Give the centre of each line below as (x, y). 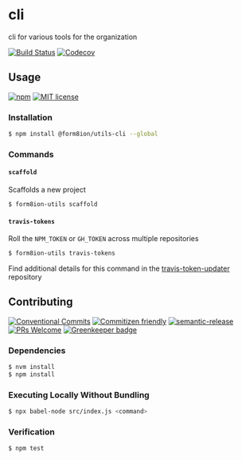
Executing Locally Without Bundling (79, 395)
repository (25, 277)
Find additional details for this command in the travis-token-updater (119, 268)
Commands (31, 154)
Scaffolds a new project (47, 190)
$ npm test (26, 449)
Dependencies (37, 351)
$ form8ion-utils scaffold (53, 204)
